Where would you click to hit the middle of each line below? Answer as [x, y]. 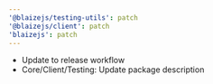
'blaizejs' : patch [43, 34]
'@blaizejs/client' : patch [59, 26]
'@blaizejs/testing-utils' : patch [74, 18]
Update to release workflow [73, 61]
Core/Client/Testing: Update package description [113, 70]
